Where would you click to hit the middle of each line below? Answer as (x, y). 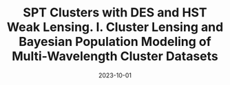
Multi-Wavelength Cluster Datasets (115, 57)
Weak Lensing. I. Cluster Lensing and (115, 27)
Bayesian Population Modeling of (115, 42)
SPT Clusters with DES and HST (115, 13)
